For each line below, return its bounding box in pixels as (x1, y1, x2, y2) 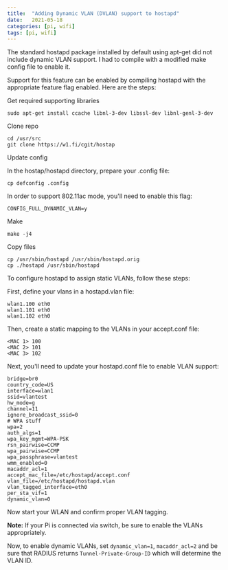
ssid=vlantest (7, 393, 48, 401)
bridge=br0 (7, 375, 38, 382)
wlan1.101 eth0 (7, 307, 51, 314)
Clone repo (7, 122, 39, 131)
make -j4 (7, 231, 32, 238)
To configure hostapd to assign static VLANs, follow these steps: (7, 274, 190, 283)
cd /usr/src (7, 135, 41, 142)
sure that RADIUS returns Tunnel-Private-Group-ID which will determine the (7, 549, 222, 558)
